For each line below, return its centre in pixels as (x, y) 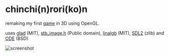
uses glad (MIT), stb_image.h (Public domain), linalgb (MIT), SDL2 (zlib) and (85, 33)
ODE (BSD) (17, 38)
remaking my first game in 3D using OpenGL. (52, 23)
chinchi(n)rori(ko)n (46, 9)
